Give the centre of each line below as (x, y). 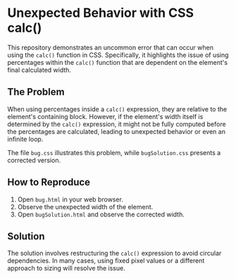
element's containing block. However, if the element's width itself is (105, 116)
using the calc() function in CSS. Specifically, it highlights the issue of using (118, 55)
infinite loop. (25, 139)
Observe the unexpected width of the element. (85, 206)
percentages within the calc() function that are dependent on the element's (117, 62)
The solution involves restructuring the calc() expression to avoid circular (114, 253)
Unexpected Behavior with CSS (101, 13)
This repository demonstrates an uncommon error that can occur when (110, 47)
